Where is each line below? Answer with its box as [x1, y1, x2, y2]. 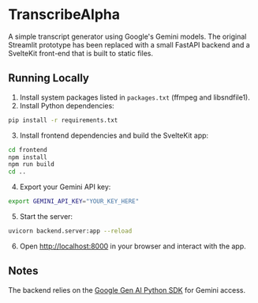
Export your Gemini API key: [19, 182, 111, 191]
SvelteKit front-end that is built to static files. [8, 48, 154, 58]
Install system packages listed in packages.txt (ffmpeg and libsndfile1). [19, 93, 250, 102]
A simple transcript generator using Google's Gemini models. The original [8, 32, 247, 41]
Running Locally [8, 71, 89, 85]
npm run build [8, 161, 55, 169]
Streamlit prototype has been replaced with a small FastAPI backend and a [8, 40, 250, 49]
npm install [8, 153, 47, 161]
